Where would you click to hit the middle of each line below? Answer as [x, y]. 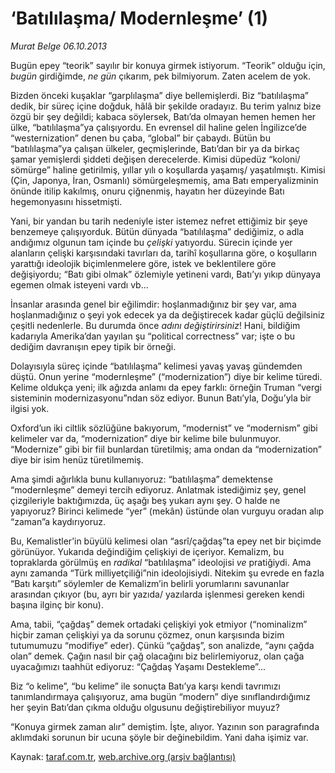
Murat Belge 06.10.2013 [59, 46]
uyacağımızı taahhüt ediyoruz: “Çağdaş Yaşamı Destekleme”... [138, 666]
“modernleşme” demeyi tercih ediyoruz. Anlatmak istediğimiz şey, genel [158, 489]
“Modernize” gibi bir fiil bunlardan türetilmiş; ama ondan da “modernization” [166, 449]
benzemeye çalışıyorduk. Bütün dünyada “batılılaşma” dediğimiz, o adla [157, 231]
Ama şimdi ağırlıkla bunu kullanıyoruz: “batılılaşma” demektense [141, 479]
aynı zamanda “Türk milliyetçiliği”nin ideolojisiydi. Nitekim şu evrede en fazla [167, 573]
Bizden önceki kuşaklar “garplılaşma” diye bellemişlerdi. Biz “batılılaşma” [159, 95]
